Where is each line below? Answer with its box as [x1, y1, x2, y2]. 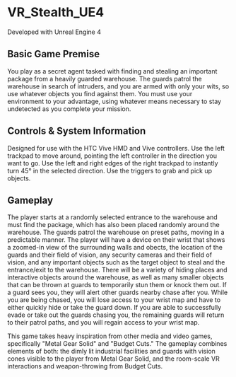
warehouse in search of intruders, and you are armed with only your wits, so [7, 82, 230, 91]
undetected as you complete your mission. [7, 104, 131, 113]
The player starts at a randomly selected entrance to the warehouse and [7, 213, 218, 221]
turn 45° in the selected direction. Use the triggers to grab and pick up [7, 166, 213, 175]
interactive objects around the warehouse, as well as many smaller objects [7, 273, 225, 282]
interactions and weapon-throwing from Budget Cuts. [7, 362, 163, 371]
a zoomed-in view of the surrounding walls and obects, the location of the [7, 243, 223, 252]
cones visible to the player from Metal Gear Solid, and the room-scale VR [7, 354, 220, 363]
